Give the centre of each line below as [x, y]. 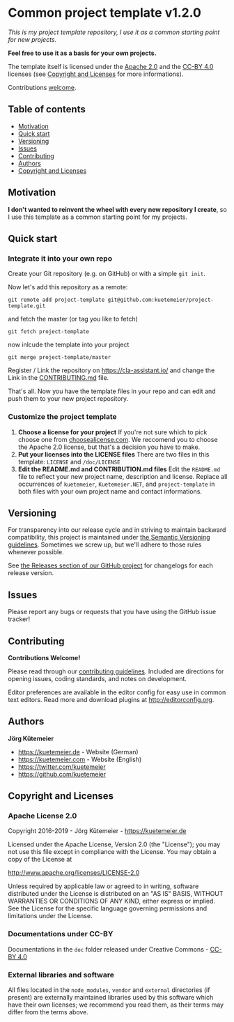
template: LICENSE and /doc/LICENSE [69, 462]
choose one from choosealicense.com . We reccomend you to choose [118, 439]
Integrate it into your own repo [60, 258]
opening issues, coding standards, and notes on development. [97, 678]
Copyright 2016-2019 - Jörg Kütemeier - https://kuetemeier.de [97, 831]
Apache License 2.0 [42, 816]
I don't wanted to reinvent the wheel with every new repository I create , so [117, 209]
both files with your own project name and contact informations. [110, 491]
